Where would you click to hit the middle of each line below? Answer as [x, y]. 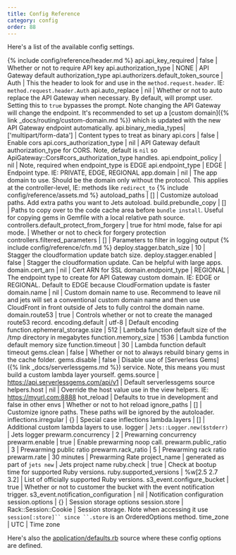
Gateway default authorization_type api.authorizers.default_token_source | [115, 75]
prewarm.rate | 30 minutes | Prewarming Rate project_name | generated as [116, 457]
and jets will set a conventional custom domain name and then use [104, 300]
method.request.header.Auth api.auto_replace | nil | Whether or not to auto [115, 91]
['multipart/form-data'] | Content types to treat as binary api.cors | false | [113, 135]
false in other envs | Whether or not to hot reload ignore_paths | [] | [105, 405]
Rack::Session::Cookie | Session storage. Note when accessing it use [108, 510]
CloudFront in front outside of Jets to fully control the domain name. [106, 308]
